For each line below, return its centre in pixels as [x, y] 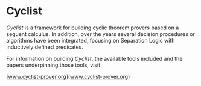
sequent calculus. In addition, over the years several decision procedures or [101, 34]
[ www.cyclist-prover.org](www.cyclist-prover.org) [68, 76]
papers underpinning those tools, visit [53, 65]
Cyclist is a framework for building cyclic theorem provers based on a [93, 28]
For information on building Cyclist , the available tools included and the [94, 58]
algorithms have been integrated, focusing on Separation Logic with [91, 40]
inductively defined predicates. [45, 47]
